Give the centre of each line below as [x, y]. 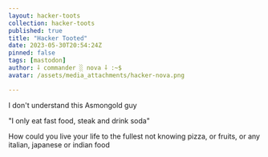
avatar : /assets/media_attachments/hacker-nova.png [96, 75]
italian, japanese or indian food [59, 144]
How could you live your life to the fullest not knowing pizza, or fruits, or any [134, 136]
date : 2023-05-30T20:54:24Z [55, 46]
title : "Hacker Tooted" [48, 38]
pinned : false [32, 53]
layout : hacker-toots [45, 16]
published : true [35, 30]
